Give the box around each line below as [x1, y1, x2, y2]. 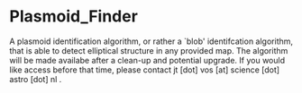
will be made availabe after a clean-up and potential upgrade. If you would [9, 55, 286, 65]
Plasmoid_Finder [9, 6, 138, 27]
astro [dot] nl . [9, 73, 62, 84]
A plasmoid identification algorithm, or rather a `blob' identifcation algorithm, [9, 36, 294, 46]
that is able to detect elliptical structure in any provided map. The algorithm [9, 45, 288, 55]
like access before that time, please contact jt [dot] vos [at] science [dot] [9, 64, 280, 75]
